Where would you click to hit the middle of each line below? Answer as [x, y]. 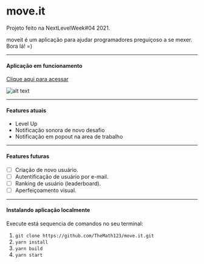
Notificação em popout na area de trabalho [69, 137]
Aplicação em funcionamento [45, 65]
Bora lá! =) [19, 46]
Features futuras [28, 156]
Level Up [26, 124]
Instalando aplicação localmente [48, 210]
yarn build [29, 249]
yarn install [32, 242]
